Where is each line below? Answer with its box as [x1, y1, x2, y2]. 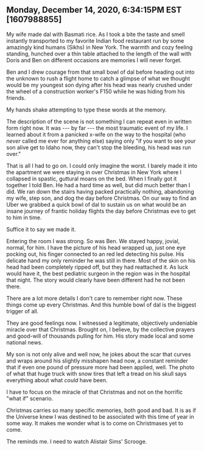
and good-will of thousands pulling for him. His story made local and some [6, 332, 194, 339]
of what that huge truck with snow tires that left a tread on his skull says [6, 370, 187, 377]
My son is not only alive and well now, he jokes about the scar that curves [6, 350, 191, 358]
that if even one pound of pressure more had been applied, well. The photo [6, 363, 195, 371]
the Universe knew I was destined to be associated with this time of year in [6, 413, 194, 420]
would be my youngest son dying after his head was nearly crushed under [6, 81, 193, 88]
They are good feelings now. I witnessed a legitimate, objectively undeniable [6, 319, 198, 327]
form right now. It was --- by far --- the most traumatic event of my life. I [6, 124, 188, 132]
